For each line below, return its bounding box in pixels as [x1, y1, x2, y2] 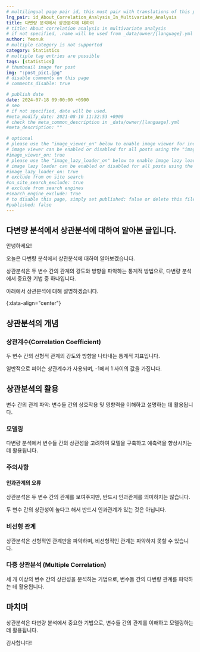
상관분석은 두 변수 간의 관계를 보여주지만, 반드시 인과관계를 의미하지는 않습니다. [6, 494, 190, 501]
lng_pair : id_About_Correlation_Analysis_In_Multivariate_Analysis [6, 14, 177, 20]
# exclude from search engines [6, 185, 84, 191]
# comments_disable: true [6, 81, 70, 87]
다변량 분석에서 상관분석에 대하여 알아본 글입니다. [6, 225, 177, 235]
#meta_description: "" [6, 124, 62, 131]
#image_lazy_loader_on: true [6, 169, 79, 174]
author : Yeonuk [6, 36, 44, 42]
